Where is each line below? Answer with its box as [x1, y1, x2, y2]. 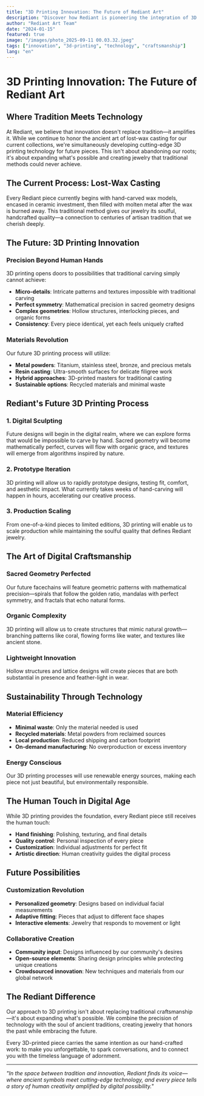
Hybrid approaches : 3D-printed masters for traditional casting [15, 374, 172, 381]
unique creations [15, 961, 58, 968]
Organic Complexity [6, 611, 67, 620]
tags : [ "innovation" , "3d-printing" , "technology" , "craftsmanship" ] [6, 43, 186, 49]
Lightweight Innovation [6, 653, 76, 662]
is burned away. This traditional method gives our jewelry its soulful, [6, 207, 177, 214]
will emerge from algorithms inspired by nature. [6, 450, 125, 457]
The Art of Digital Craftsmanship [6, 552, 132, 562]
